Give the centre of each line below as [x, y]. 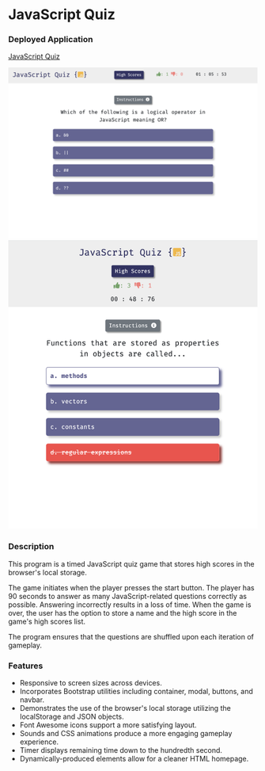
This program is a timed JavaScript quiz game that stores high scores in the [131, 563]
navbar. [32, 700]
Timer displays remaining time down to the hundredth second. [121, 750]
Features [26, 666]
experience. [39, 742]
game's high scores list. [47, 621]
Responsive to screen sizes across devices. [91, 682]
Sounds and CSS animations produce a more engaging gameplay [126, 733]
